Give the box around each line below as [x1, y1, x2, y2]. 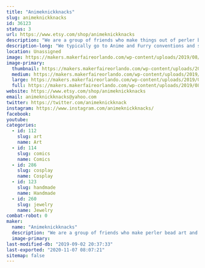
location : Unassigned [6, 49, 62, 55]
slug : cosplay [17, 167, 53, 174]
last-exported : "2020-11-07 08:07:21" [6, 247, 105, 253]
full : [12, 83, 26, 89]
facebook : [6, 111, 32, 117]
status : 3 [6, 26, 32, 32]
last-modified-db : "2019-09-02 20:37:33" [6, 241, 113, 247]
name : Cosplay [17, 173, 53, 180]
